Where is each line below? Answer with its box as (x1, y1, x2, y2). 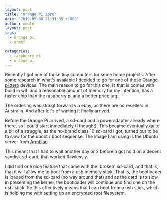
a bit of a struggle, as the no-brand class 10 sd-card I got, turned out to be (5, 128, 158, 134)
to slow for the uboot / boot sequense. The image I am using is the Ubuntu (5, 133, 158, 140)
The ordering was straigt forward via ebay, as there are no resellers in (5, 103, 149, 109)
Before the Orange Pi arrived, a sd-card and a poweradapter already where (5, 118, 160, 124)
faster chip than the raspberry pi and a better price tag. (5, 93, 119, 99)
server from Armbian (5, 139, 48, 145)
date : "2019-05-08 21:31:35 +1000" (5, 16, 79, 21)
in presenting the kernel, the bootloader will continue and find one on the (5, 179, 155, 185)
